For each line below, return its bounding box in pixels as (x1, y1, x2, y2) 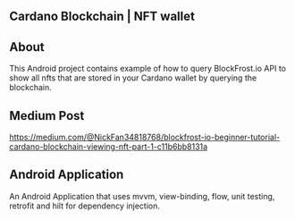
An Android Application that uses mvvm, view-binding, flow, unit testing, (9, 190, 275, 201)
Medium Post (9, 108, 85, 123)
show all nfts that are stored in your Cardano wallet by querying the (9, 72, 257, 83)
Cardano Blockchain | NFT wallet (9, 9, 195, 24)
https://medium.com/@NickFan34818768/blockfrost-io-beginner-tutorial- (9, 131, 280, 143)
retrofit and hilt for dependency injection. (9, 200, 161, 211)
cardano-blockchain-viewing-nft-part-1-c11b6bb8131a (9, 141, 208, 152)
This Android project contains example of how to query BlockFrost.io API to (9, 63, 286, 74)
